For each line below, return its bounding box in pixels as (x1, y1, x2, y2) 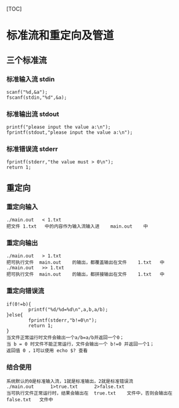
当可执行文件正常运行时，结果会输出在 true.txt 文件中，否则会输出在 (6, 390, 173, 396)
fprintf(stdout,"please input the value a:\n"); (6, 129, 133, 136)
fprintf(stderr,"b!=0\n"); (28, 317, 97, 323)
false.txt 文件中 (6, 397, 53, 403)
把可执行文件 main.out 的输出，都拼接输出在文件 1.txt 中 (6, 271, 165, 278)
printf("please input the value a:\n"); (6, 124, 112, 131)
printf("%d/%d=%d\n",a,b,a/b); (28, 306, 109, 312)
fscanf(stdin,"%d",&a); (6, 94, 67, 101)
